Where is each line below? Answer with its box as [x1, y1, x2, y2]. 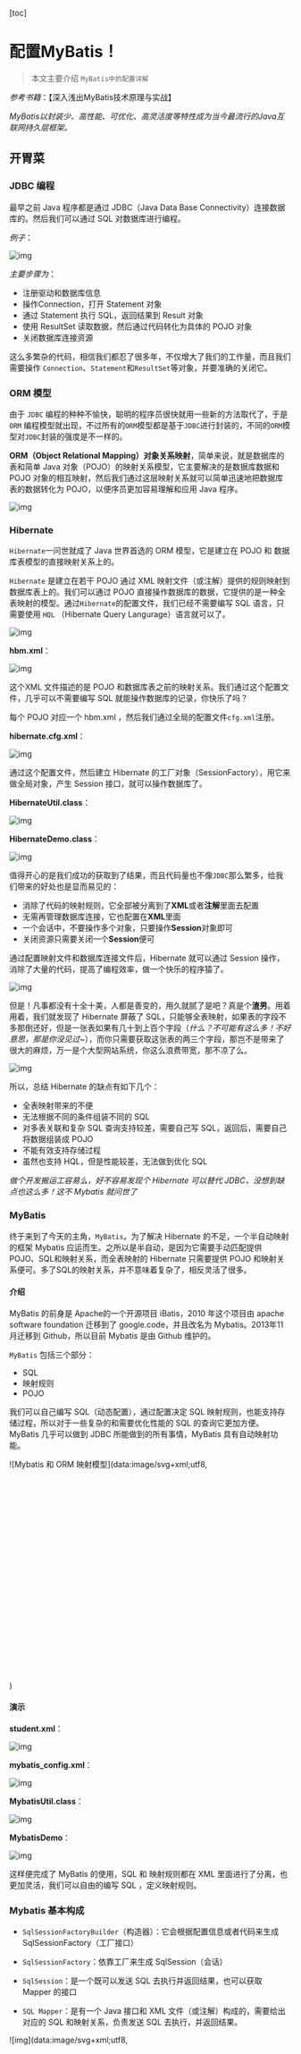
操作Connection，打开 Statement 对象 [21, 299, 163, 309]
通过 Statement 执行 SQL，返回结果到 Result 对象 [21, 309, 204, 320]
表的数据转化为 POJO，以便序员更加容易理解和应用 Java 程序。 [9, 483, 243, 494]
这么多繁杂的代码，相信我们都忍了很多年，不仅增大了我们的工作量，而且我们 [9, 351, 291, 361]
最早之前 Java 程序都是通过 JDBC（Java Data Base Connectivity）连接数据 [9, 201, 286, 213]
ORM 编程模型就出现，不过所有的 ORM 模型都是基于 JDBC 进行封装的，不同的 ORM [9, 419, 283, 430]
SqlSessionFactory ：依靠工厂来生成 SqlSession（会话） [21, 1957, 228, 1967]
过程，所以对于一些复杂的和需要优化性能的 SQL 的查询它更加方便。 [16, 1417, 264, 1428]
